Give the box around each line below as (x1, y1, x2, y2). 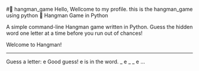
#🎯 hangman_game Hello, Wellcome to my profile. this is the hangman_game (6, 6, 193, 12)
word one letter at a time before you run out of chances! (6, 30, 143, 37)
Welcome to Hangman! (6, 41, 62, 48)
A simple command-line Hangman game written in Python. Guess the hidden (6, 24, 193, 30)
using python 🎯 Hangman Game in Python (6, 12, 108, 19)
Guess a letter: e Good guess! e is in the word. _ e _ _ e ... (6, 58, 145, 65)
